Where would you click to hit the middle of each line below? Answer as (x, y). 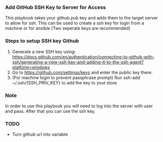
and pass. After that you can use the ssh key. (51, 111)
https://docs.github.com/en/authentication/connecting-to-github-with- (83, 57)
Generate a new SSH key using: (44, 51)
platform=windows (31, 67)
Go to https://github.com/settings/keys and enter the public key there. (82, 72)
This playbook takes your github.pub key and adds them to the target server (81, 18)
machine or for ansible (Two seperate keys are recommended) (68, 28)
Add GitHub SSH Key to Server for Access (56, 7)
